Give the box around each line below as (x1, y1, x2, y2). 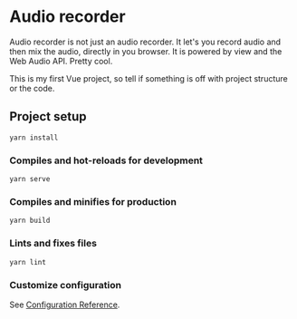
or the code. (9, 82, 55, 93)
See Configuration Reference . (9, 299, 120, 310)
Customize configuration (9, 278, 122, 291)
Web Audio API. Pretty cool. (9, 55, 113, 66)
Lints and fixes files (9, 237, 98, 250)
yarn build (9, 216, 51, 226)
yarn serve (9, 175, 51, 184)
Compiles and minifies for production (9, 195, 177, 208)
